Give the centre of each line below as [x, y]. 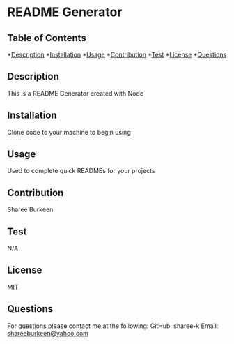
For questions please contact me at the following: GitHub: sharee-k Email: [113, 326]
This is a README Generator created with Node [76, 93]
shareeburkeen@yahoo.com [48, 333]
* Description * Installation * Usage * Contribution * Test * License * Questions [117, 54]
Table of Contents [47, 38]
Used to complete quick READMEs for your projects [81, 171]
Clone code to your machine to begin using [69, 132]
